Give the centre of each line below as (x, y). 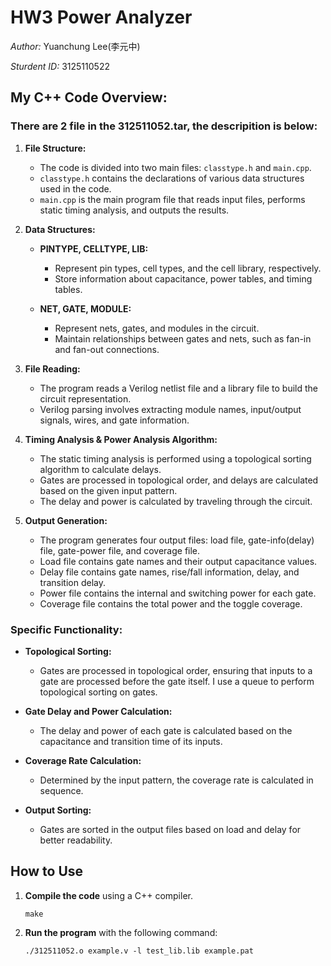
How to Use (47, 871)
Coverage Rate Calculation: (83, 760)
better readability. (76, 840)
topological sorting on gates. (98, 692)
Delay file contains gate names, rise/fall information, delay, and (169, 572)
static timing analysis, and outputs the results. (134, 210)
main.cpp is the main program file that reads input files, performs (172, 199)
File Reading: (52, 368)
